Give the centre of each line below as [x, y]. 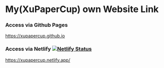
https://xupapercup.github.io [35, 36]
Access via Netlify [28, 49]
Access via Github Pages [37, 25]
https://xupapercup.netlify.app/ [38, 60]
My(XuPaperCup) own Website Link [82, 9]
